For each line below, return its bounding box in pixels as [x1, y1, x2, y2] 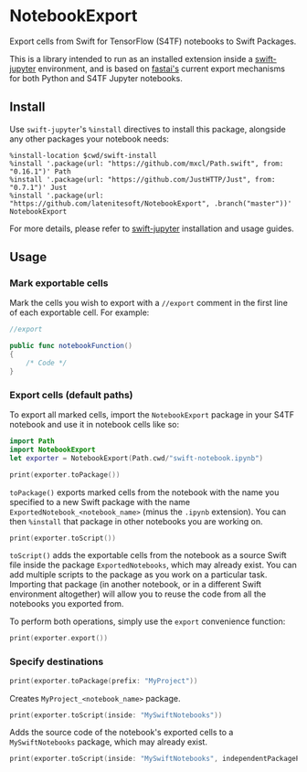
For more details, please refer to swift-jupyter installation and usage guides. [9, 223, 294, 234]
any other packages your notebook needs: [9, 133, 169, 144]
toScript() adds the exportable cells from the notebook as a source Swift [9, 550, 287, 561]
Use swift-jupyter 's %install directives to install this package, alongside [9, 123, 286, 134]
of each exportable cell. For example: [9, 307, 150, 318]
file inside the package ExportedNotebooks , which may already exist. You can [9, 559, 297, 571]
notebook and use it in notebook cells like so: [9, 419, 180, 430]
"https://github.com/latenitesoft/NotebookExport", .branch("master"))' [9, 198, 292, 208]
